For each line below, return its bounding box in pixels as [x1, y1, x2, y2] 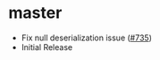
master [8, 3, 63, 23]
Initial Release [21, 41, 73, 52]
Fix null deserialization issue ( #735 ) [21, 32, 153, 43]
